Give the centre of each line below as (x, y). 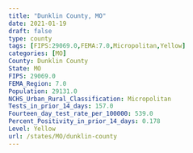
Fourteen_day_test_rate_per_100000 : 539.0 (81, 114)
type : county (30, 38)
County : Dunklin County (48, 62)
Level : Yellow (32, 129)
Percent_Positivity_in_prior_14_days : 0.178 (84, 121)
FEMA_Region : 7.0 (38, 83)
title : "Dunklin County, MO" (57, 16)
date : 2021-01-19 (38, 23)
